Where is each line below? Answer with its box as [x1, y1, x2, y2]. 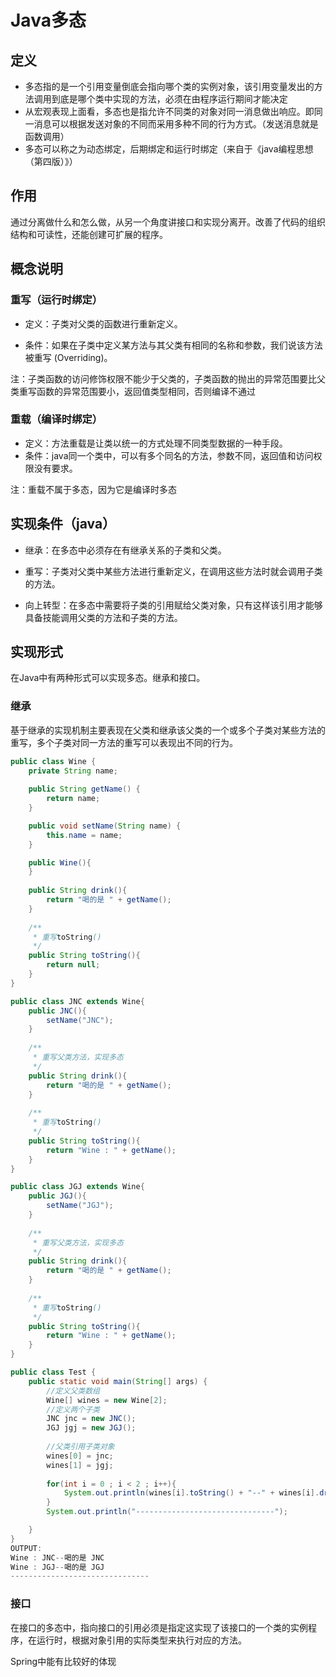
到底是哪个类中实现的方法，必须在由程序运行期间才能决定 [51, 93, 288, 105]
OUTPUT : [10, 1543, 43, 1553]
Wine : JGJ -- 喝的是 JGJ [10, 1562, 105, 1572]
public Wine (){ [28, 857, 92, 868]
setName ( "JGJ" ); [46, 1201, 114, 1211]
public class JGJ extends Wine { [10, 1182, 145, 1192]
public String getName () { [28, 784, 141, 795]
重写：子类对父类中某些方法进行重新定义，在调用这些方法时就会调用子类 [24, 565, 323, 577]
